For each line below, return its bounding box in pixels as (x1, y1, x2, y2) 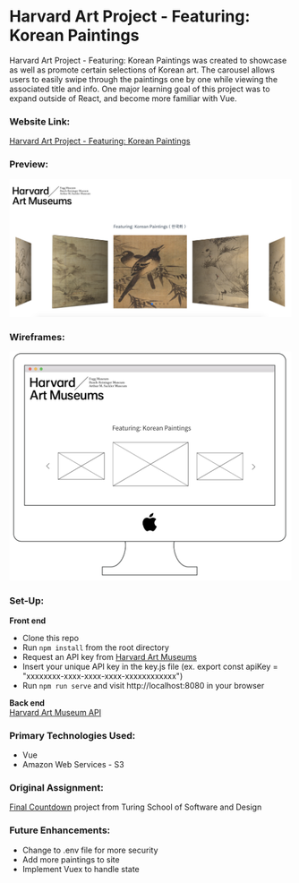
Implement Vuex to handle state (21, 863, 141, 874)
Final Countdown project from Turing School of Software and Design (9, 802, 262, 812)
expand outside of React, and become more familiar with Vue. (9, 92, 237, 104)
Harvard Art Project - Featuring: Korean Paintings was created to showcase (9, 55, 287, 65)
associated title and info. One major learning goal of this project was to (9, 83, 270, 94)
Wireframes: (9, 331, 65, 344)
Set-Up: (9, 595, 45, 607)
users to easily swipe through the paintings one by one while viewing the (9, 73, 278, 84)
